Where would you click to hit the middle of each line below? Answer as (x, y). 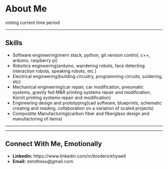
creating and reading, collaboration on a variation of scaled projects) (83, 108)
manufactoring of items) (37, 118)
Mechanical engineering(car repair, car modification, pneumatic (78, 87)
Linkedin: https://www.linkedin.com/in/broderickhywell (69, 156)
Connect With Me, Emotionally (54, 144)
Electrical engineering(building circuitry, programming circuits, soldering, (87, 76)
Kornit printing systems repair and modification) (61, 97)
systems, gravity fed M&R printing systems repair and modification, (82, 92)
